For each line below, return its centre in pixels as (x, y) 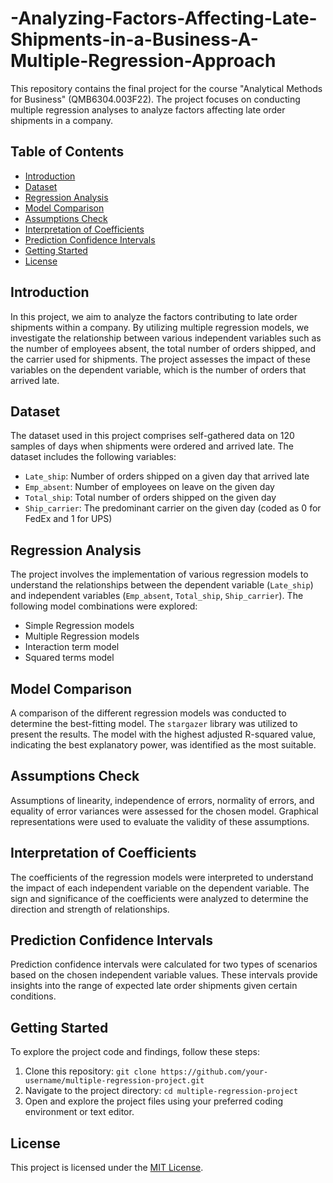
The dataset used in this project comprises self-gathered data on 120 (152, 436)
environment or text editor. (79, 1112)
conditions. (33, 996)
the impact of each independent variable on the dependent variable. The (160, 888)
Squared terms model (69, 658)
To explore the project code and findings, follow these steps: (135, 1052)
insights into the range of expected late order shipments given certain (154, 986)
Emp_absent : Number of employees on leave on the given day (149, 487)
